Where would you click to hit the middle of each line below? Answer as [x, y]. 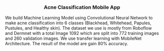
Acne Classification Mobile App [82, 7]
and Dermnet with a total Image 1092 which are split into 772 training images [82, 34]
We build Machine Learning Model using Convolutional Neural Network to [79, 18]
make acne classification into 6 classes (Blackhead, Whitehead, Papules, [78, 23]
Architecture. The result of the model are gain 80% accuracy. [67, 44]
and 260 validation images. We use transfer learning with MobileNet [73, 38]
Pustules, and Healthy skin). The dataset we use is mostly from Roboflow [79, 28]
